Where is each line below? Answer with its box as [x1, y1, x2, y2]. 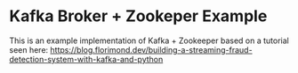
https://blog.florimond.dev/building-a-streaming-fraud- [50, 44, 253, 55]
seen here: [9, 44, 49, 55]
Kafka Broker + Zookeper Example [9, 6, 268, 26]
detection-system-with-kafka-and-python [9, 54, 164, 64]
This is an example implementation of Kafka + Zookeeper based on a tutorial [9, 35, 289, 46]
